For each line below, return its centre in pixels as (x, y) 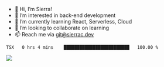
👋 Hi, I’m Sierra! (33, 9)
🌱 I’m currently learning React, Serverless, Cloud (73, 21)
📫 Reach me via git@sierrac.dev (54, 34)
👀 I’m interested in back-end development (65, 15)
